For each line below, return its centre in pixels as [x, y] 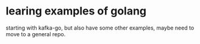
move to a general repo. [36, 34]
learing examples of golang [76, 11]
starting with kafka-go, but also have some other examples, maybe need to [100, 28]
